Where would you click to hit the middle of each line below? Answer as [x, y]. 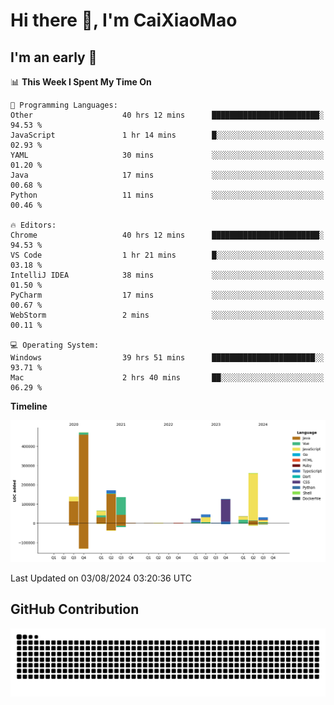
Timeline [29, 406]
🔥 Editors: [33, 225]
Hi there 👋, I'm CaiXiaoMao [124, 20]
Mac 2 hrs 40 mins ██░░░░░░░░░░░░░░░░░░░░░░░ [167, 378]
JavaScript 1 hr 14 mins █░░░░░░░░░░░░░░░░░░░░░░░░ [167, 135]
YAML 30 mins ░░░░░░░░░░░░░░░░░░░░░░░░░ [167, 155]
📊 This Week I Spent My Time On [81, 82]
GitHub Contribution [75, 609]
